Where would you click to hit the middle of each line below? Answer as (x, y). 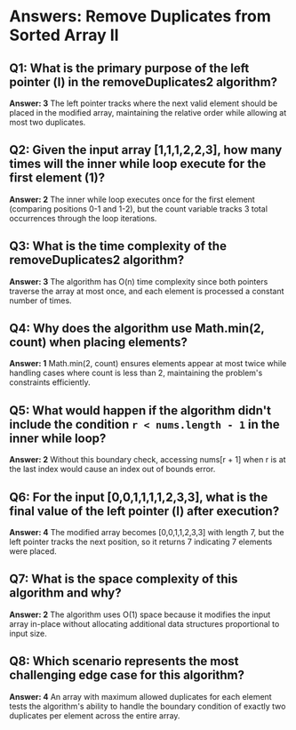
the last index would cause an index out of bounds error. (112, 469)
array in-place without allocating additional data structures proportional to (144, 623)
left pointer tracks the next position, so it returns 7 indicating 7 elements (141, 542)
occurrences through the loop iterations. (83, 218)
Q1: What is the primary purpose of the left (129, 68)
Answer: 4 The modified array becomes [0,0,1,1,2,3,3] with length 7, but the (147, 533)
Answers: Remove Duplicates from (140, 16)
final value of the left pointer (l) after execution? (144, 511)
